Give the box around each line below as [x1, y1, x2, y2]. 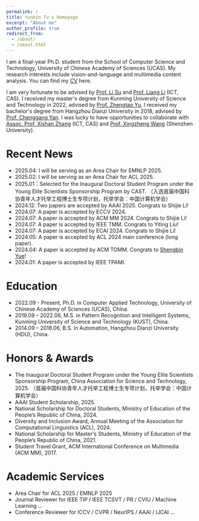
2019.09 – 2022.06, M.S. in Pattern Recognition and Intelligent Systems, [14, 311, 191, 318]
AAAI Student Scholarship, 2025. [14, 399, 96, 406]
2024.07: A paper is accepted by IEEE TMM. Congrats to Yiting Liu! [14, 220, 179, 228]
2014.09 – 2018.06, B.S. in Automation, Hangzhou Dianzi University [14, 324, 179, 331]
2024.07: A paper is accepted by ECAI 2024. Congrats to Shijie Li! [14, 227, 176, 234]
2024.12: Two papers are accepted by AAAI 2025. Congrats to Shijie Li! [14, 201, 189, 209]
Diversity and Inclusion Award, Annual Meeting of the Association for [14, 417, 184, 425]
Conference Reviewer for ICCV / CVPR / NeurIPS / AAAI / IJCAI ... [14, 509, 175, 516]
